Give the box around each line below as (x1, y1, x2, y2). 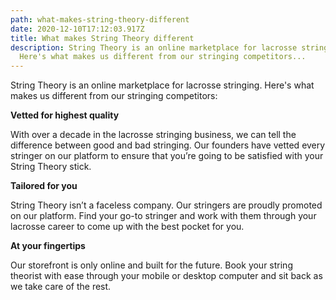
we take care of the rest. (10, 281, 112, 293)
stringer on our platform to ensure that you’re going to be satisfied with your (10, 150, 324, 162)
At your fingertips (10, 240, 86, 252)
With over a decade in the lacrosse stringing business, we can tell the (10, 129, 297, 141)
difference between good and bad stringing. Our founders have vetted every (10, 139, 326, 151)
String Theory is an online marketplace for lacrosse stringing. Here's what (10, 79, 315, 91)
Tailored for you (10, 180, 78, 192)
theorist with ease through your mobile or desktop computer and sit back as (10, 270, 323, 282)
